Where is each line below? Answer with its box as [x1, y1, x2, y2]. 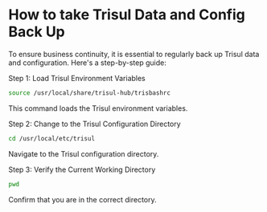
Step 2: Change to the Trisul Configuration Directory [8, 119, 181, 128]
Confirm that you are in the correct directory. [8, 194, 157, 204]
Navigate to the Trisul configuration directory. [8, 149, 159, 158]
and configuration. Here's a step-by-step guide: [8, 58, 166, 67]
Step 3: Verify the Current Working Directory [8, 165, 156, 174]
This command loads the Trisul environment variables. [8, 103, 188, 113]
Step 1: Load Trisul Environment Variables [8, 73, 146, 83]
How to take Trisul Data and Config [8, 6, 245, 24]
